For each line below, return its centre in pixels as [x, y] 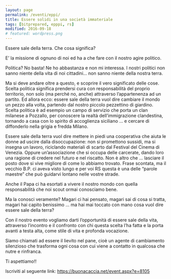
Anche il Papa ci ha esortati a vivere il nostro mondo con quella [71, 184]
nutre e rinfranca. [24, 252]
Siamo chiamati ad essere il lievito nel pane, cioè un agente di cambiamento [85, 241]
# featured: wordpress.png [34, 34]
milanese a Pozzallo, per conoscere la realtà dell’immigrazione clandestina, [84, 116]
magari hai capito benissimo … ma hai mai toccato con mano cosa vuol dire [84, 205]
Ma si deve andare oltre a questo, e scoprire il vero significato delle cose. [82, 83]
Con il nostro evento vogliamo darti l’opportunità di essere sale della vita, [82, 220]
